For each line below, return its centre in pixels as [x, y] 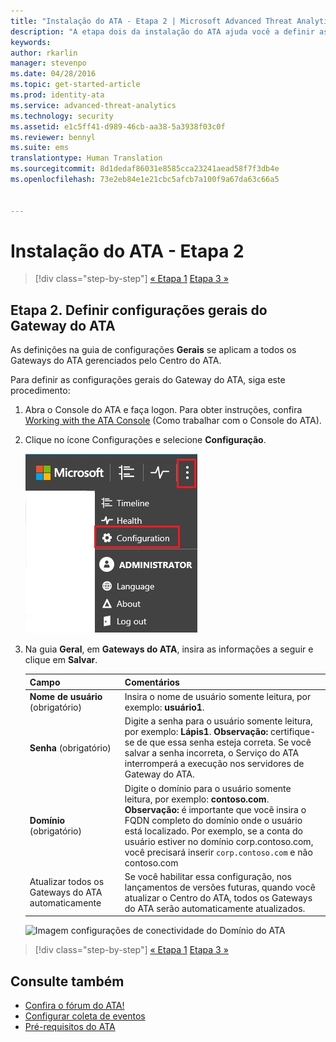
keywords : [31, 42]
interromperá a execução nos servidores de [214, 764]
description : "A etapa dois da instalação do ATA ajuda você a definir [162, 31]
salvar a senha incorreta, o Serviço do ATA [212, 753]
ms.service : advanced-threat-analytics [93, 105]
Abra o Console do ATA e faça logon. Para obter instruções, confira [163, 410]
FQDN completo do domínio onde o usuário [213, 820]
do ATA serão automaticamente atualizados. [215, 908]
